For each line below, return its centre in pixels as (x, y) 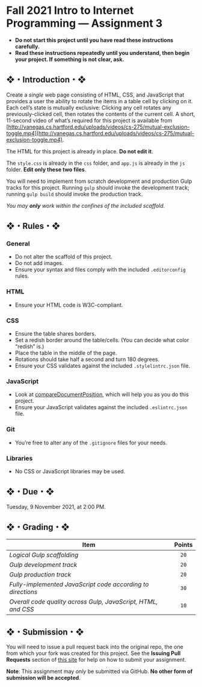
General (18, 244)
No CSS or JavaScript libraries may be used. (70, 471)
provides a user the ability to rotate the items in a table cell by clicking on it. (100, 101)
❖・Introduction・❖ (46, 80)
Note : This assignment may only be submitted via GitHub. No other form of (99, 671)
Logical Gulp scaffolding (44, 555)
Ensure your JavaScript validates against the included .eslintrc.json (101, 407)
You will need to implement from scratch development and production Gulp (99, 181)
